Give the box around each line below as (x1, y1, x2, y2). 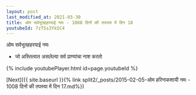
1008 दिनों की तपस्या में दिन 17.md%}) (6, 83, 84, 90)
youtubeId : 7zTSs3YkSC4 (6, 25, 65, 31)
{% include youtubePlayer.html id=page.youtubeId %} (6, 65, 138, 72)
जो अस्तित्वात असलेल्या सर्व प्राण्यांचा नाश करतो (14, 53, 103, 60)
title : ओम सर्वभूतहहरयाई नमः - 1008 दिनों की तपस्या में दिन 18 (6, 19, 134, 25)
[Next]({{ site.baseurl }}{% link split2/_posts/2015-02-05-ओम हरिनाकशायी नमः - (6, 76, 191, 83)
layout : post (6, 8, 39, 15)
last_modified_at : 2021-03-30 (6, 14, 81, 20)
